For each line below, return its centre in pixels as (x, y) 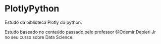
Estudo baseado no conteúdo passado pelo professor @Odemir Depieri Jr (80, 32)
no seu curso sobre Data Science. (39, 37)
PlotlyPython (32, 9)
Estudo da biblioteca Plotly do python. (43, 22)
